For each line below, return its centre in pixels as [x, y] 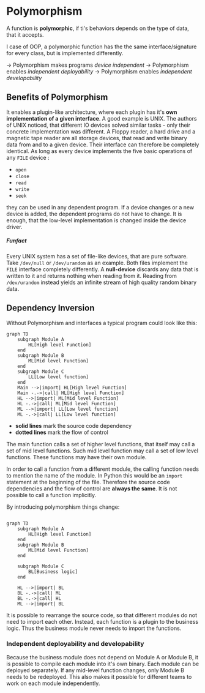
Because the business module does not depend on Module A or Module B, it [102, 657]
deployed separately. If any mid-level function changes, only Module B [95, 670]
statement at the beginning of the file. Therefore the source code [88, 482]
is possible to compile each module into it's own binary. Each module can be [103, 664]
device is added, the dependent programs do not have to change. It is [94, 214]
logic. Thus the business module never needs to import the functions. [94, 628]
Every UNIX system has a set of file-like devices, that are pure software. [97, 256]
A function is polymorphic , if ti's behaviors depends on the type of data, [98, 28]
